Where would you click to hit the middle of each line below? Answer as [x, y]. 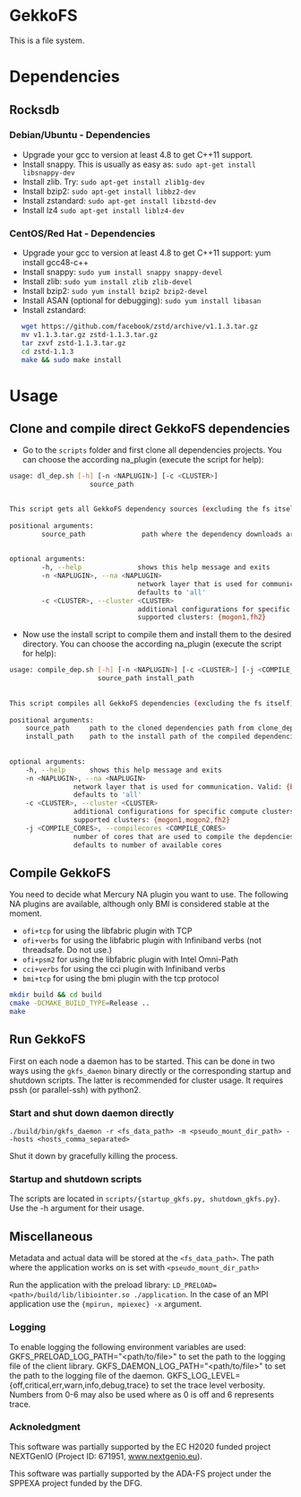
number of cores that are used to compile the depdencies [184, 836]
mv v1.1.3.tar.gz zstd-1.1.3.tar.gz [90, 334]
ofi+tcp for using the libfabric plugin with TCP [107, 931]
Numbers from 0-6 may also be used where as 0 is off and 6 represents [142, 1394]
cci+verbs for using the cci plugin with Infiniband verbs [124, 969]
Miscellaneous [51, 1237]
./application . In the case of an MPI [201, 1294]
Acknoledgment [45, 1427]
